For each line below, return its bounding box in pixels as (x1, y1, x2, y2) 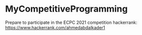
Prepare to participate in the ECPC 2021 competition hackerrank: (5, 19, 138, 25)
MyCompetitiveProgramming (5, 3, 128, 15)
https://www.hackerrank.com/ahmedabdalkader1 (5, 24, 105, 30)
